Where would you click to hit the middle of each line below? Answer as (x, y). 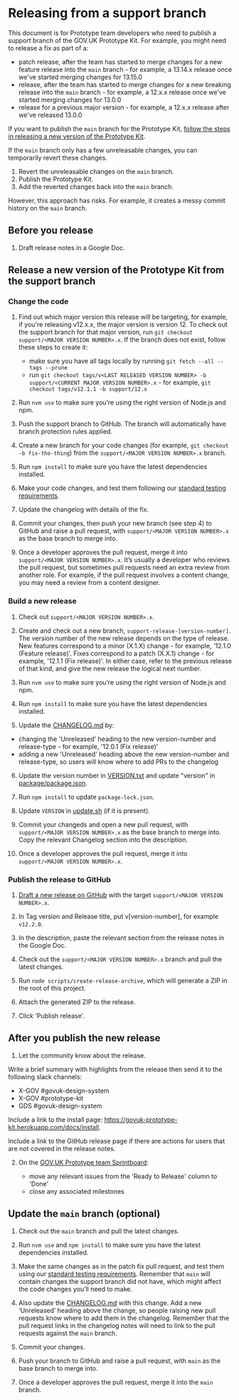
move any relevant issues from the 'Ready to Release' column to (123, 1176)
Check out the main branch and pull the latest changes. (99, 1231)
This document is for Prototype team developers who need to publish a (112, 33)
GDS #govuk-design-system (60, 1105)
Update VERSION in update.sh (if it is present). (84, 810)
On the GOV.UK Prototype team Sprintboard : (83, 1162)
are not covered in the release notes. (62, 1148)
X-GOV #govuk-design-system (64, 1090)
